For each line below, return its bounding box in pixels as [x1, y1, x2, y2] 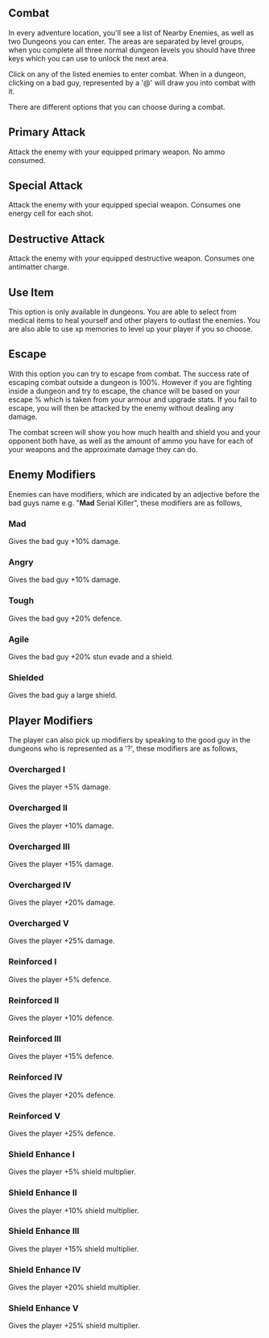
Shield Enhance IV [8, 1264, 81, 1275]
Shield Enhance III [8, 1226, 80, 1237]
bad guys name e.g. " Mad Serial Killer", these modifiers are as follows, [8, 498, 243, 508]
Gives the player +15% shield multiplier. [8, 1244, 139, 1253]
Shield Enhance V [8, 1302, 79, 1314]
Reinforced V [8, 1110, 61, 1121]
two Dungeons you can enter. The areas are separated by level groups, [8, 36, 244, 46]
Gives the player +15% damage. [8, 859, 114, 868]
